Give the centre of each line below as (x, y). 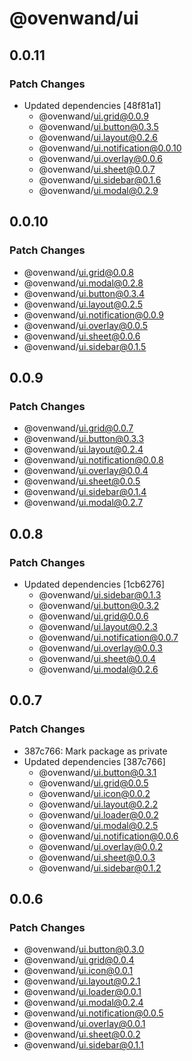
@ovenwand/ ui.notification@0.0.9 (94, 314)
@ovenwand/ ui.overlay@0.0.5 (85, 325)
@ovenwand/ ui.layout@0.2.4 (83, 449)
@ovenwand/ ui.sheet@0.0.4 (97, 658)
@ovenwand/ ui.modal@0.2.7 (83, 503)
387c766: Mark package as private (95, 751)
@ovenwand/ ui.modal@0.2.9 (98, 190)
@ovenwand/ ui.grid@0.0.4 (79, 960)
